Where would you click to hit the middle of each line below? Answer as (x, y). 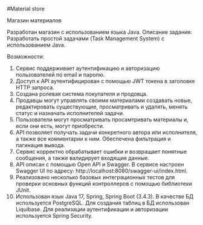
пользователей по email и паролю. (60, 74)
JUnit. (23, 190)
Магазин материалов (34, 20)
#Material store (26, 9)
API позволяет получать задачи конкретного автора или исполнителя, (106, 132)
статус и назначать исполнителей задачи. (70, 113)
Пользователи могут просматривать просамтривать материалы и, (102, 119)
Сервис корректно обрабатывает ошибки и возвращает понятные (101, 151)
